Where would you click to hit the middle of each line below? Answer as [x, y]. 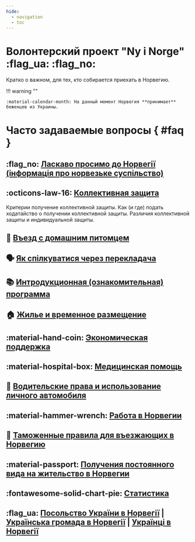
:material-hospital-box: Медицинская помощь [94, 367]
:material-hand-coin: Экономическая [77, 338]
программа [28, 294]
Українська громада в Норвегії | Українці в [88, 522]
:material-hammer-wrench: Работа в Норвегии [94, 415]
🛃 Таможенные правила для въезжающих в [90, 435]
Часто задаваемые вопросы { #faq [95, 130]
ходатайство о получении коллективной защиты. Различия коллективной [98, 213]
